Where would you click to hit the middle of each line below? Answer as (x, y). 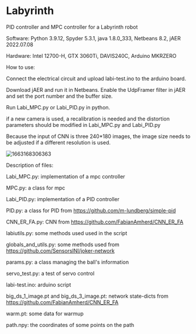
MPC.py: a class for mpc (36, 188)
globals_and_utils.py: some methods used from (63, 245)
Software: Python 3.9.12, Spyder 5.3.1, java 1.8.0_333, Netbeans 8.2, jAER (94, 38)
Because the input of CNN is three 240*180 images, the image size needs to (98, 136)
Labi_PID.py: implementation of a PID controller (63, 199)
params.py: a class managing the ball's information (68, 262)
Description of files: (30, 165)
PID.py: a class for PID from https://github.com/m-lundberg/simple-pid (91, 210)
